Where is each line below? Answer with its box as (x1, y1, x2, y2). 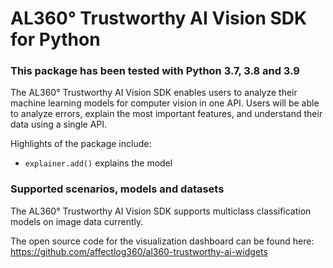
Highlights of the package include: (10, 138, 152, 150)
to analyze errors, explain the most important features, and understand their (10, 108, 323, 120)
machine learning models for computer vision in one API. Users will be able (10, 97, 320, 109)
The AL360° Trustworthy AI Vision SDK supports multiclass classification (10, 205, 312, 217)
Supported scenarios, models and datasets (10, 182, 225, 196)
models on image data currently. (10, 215, 144, 227)
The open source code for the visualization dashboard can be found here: (10, 235, 315, 247)
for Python (10, 28, 101, 51)
